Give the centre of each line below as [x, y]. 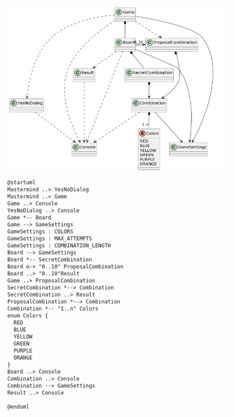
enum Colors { [28, 315]
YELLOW [23, 336]
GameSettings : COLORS [40, 231]
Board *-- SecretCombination [50, 259]
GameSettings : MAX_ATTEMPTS [50, 238]
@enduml [19, 406]
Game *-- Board [29, 217]
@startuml [22, 182]
